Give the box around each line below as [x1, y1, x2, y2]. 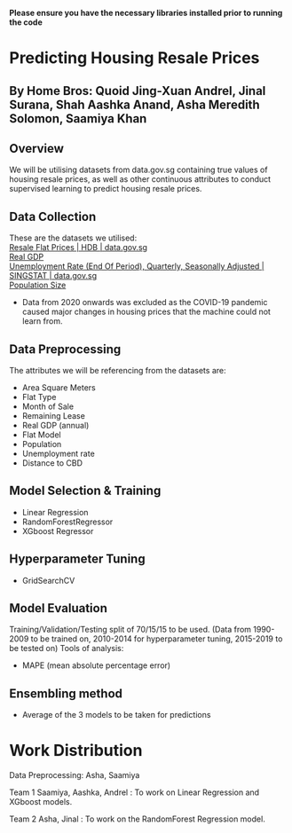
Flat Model [21, 429, 61, 440]
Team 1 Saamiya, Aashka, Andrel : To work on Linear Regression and [9, 787, 260, 798]
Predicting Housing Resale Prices [9, 48, 260, 68]
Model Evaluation [9, 601, 108, 616]
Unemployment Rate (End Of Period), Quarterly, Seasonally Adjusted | [9, 261, 264, 271]
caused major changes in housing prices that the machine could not [21, 306, 271, 318]
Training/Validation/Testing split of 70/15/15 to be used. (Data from [9, 625, 251, 635]
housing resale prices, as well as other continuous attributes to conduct [9, 174, 272, 185]
